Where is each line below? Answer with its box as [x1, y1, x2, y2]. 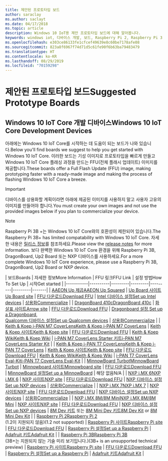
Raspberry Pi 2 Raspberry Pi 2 [36, 413, 97, 419]
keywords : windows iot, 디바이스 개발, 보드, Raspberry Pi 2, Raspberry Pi [5, 36, 158, 41]
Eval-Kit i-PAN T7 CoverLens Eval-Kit [5, 358, 80, 364]
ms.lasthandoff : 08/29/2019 [5, 59, 64, 64]
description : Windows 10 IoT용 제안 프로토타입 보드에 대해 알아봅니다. [5, 31, 141, 36]
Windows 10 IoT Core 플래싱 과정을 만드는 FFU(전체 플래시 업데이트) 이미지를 [5, 159, 158, 165]
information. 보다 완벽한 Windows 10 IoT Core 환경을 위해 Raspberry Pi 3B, [5, 247, 156, 253]
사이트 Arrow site [14, 306, 48, 312]
